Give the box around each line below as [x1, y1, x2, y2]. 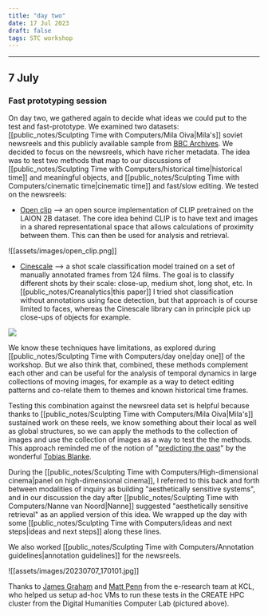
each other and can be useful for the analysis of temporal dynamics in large [8, 368, 257, 378]
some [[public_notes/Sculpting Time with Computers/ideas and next [8, 518, 233, 527]
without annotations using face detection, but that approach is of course [19, 295, 258, 304]
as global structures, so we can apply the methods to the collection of [8, 426, 238, 435]
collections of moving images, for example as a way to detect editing [8, 376, 235, 386]
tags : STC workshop [8, 34, 73, 42]
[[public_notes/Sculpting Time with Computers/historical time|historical [8, 164, 242, 173]
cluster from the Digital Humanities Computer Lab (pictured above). [8, 598, 230, 608]
